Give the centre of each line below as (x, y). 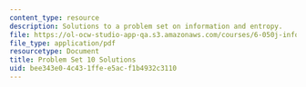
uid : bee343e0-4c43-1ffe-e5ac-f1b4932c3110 (93, 69)
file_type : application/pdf (63, 43)
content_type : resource (55, 18)
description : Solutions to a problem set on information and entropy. (146, 26)
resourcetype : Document (55, 52)
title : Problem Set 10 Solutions (73, 60)
